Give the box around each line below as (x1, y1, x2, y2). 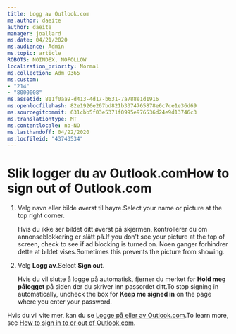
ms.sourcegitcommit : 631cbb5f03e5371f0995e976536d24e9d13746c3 (7, 109, 197, 116)
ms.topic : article (7, 50, 61, 57)
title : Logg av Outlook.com (7, 10, 90, 18)
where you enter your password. (17, 297, 113, 306)
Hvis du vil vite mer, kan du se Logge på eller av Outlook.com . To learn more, (7, 311, 229, 320)
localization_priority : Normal (7, 63, 99, 70)
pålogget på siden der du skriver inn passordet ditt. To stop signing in (17, 282, 219, 291)
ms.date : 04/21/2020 (7, 37, 68, 44)
